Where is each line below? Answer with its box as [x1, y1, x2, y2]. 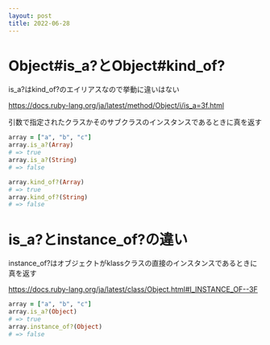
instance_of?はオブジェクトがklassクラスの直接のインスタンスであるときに [8, 259, 258, 268]
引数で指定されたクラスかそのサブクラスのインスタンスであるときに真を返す [8, 118, 262, 127]
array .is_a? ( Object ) [8, 308, 78, 316]
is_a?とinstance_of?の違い [8, 231, 188, 248]
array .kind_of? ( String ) [8, 193, 89, 202]
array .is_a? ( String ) [8, 156, 78, 164]
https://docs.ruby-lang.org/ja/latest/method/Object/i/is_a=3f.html [8, 101, 224, 110]
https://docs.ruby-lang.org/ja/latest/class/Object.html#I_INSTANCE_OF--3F [8, 285, 258, 294]
